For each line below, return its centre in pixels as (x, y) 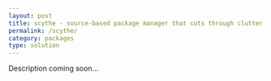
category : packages (41, 38)
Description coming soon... (54, 68)
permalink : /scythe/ (43, 30)
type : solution (34, 46)
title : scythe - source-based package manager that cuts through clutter (136, 23)
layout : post (30, 16)
